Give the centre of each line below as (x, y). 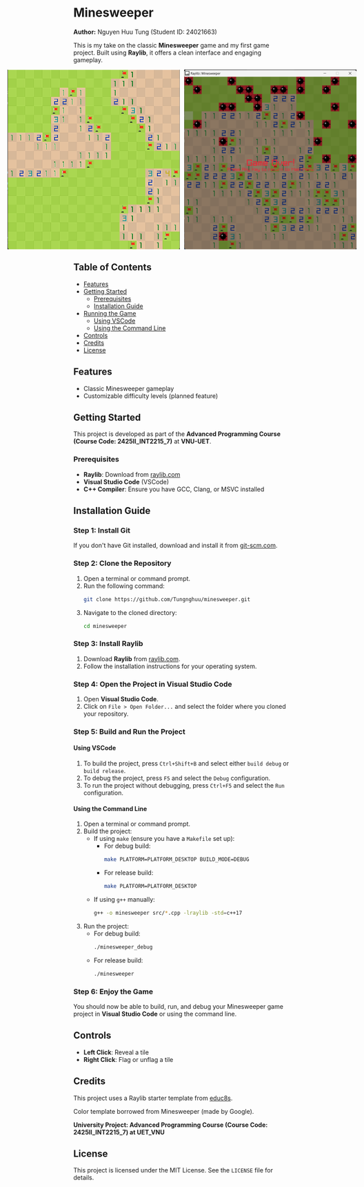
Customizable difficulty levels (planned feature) (151, 396)
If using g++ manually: (124, 900)
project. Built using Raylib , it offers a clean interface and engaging (167, 53)
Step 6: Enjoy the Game (113, 991)
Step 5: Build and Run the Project (129, 732)
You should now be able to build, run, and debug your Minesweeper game (178, 1006)
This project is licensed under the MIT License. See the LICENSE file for (173, 1170)
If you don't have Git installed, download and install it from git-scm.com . (175, 545)
